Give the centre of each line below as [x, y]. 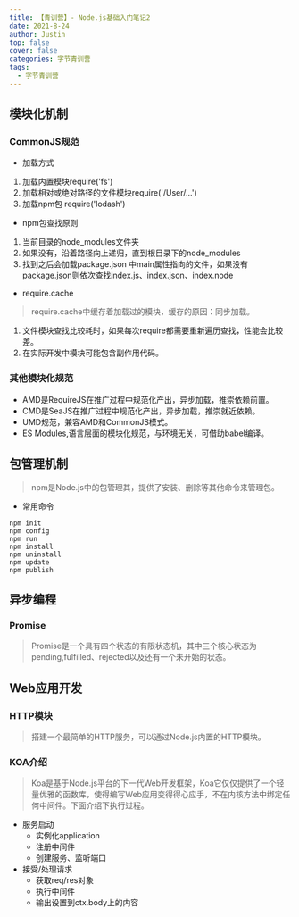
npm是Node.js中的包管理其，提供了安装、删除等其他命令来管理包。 [155, 487]
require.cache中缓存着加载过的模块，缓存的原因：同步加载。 [142, 312]
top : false [29, 42]
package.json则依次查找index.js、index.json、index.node [128, 275]
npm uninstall [36, 554]
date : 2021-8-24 [39, 26]
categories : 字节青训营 [50, 59]
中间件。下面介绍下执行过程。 [94, 805]
